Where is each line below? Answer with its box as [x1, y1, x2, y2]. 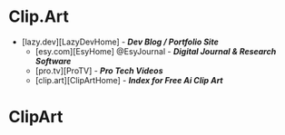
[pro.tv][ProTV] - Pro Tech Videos [34, 65, 163, 76]
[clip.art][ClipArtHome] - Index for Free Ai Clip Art [34, 74, 223, 85]
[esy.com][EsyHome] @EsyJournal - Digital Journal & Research [34, 45, 277, 56]
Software [34, 55, 72, 66]
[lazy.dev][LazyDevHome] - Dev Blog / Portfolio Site [21, 36, 219, 47]
